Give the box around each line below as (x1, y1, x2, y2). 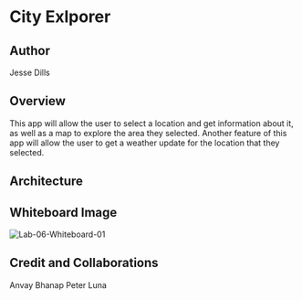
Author (9, 43, 50, 59)
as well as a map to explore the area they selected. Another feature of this (9, 127, 287, 138)
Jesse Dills (9, 67, 50, 78)
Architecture (9, 174, 84, 189)
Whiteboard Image (9, 204, 118, 220)
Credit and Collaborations (9, 255, 159, 271)
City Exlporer (9, 6, 111, 27)
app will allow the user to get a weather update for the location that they (9, 137, 280, 148)
